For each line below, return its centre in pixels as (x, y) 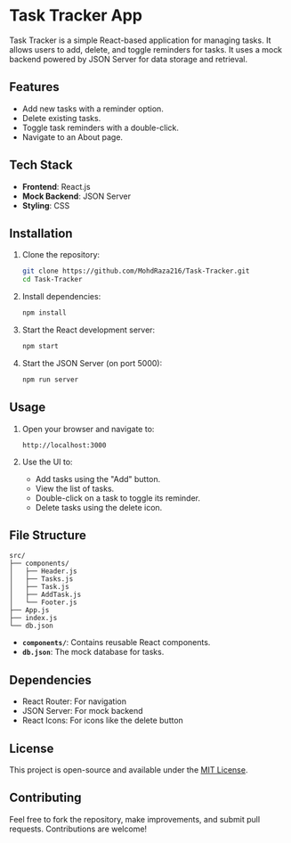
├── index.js (33, 618)
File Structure (48, 535)
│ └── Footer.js (43, 602)
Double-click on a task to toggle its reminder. (117, 498)
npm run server (50, 380)
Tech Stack (41, 165)
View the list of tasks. (75, 488)
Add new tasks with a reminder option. (93, 109)
